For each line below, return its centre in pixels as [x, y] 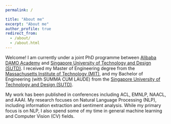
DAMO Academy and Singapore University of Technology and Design [78, 63]
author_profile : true [28, 29]
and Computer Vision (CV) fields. [40, 116]
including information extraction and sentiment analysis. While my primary [83, 105]
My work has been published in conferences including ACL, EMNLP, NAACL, [86, 94]
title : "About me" [25, 19]
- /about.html [25, 43]
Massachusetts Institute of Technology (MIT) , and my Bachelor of [74, 73]
